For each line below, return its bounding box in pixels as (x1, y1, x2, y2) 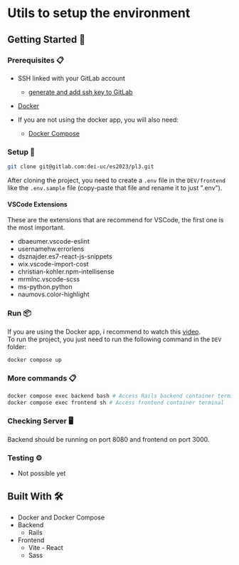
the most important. (7, 223, 65, 232)
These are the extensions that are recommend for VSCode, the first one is (7, 216, 224, 224)
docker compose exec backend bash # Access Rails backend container (7, 392, 215, 400)
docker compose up (7, 356, 62, 363)
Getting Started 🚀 (7, 33, 86, 46)
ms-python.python (17, 283, 73, 291)
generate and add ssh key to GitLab (28, 88, 133, 96)
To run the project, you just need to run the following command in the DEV (7, 335, 222, 343)
